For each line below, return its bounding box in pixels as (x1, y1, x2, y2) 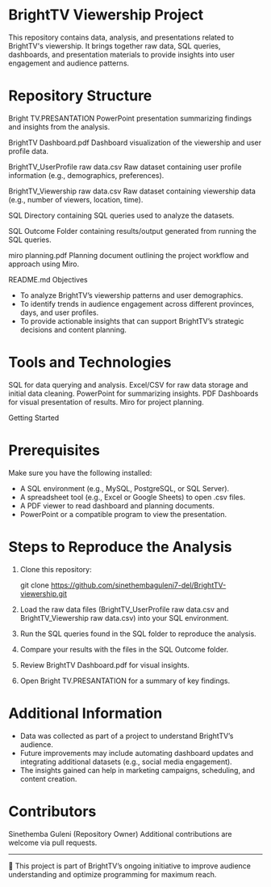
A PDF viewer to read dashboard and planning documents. (19, 500, 215, 511)
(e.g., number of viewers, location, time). (8, 194, 144, 204)
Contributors (8, 802, 97, 821)
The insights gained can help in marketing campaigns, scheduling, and (19, 765, 256, 775)
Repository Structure (8, 87, 152, 105)
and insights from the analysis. (8, 121, 110, 131)
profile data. (8, 146, 49, 155)
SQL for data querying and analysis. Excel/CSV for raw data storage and (8, 380, 248, 389)
